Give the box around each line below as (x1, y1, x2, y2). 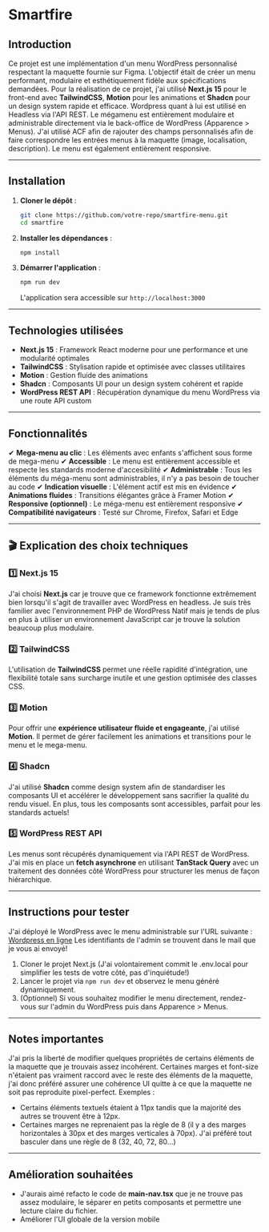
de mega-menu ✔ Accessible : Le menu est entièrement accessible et (8, 456, 240, 466)
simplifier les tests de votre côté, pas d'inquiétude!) (19, 967, 190, 977)
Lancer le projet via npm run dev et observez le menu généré (19, 976, 220, 985)
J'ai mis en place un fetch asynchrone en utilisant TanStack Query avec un (8, 857, 259, 867)
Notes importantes (8, 1033, 104, 1046)
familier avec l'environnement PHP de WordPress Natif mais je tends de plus (8, 606, 260, 616)
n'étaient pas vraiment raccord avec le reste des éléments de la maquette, (8, 1070, 254, 1080)
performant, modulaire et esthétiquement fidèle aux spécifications (8, 76, 227, 85)
